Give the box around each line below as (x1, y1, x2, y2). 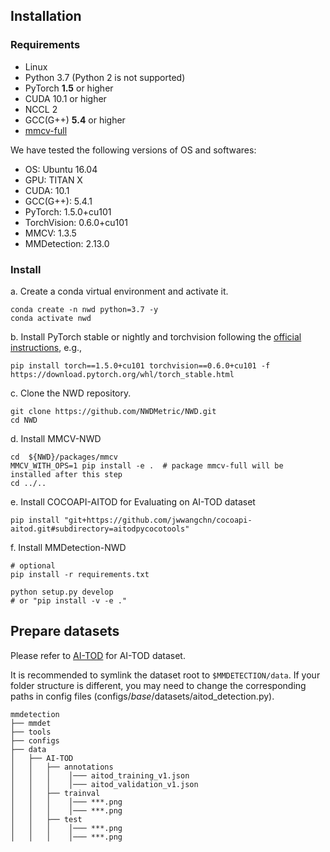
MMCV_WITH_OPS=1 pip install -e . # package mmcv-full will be (10, 460, 284, 471)
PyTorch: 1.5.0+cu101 (24, 205, 112, 218)
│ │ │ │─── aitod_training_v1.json (10, 770, 190, 781)
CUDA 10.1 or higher (24, 92, 107, 104)
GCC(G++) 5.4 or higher (24, 114, 126, 126)
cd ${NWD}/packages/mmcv (10, 452, 118, 462)
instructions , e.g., (10, 341, 83, 353)
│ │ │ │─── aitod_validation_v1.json (10, 779, 199, 789)
